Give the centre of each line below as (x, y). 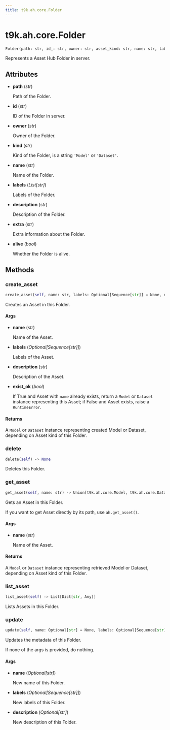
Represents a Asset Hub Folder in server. (48, 58)
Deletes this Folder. (25, 469)
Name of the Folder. (33, 175)
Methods (20, 270)
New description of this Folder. (45, 722)
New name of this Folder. (38, 683)
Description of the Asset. (38, 377)
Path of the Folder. (32, 97)
